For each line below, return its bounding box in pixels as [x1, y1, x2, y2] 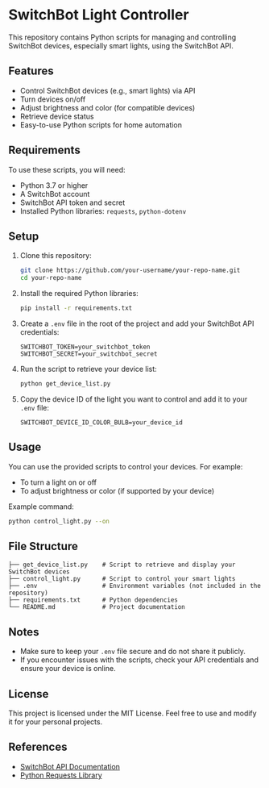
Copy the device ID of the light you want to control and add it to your [19, 394, 248, 404]
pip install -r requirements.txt [19, 304, 133, 312]
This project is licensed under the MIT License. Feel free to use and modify [8, 708, 257, 718]
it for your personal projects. [8, 717, 103, 727]
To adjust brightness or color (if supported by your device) [19, 486, 215, 495]
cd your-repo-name [19, 274, 82, 282]
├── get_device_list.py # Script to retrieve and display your [8, 561, 236, 569]
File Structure [8, 539, 78, 553]
